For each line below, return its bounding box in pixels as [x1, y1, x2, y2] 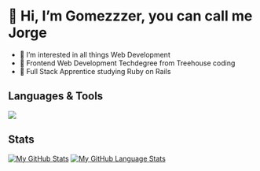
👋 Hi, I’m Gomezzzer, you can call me [8, 7, 253, 25]
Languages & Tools [8, 90, 104, 103]
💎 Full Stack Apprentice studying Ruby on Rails [19, 66, 171, 76]
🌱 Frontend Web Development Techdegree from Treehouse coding [19, 58, 236, 68]
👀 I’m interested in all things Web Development [19, 50, 170, 59]
